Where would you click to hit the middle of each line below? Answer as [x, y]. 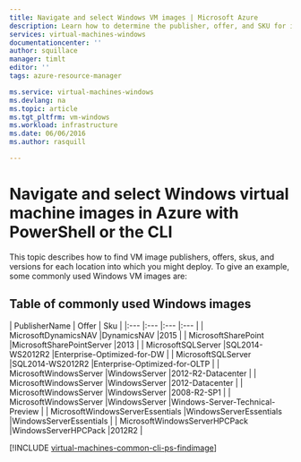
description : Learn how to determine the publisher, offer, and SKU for [148, 26]
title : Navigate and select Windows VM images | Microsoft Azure [133, 17]
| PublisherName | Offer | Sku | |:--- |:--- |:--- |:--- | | [107, 325]
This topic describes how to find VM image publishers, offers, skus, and [142, 257]
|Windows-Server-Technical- [222, 402]
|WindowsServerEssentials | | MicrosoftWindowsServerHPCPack [129, 421]
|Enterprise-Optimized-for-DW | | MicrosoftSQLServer [151, 354]
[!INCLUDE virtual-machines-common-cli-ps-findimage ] [113, 448]
